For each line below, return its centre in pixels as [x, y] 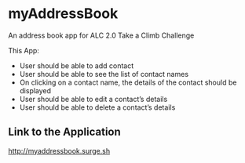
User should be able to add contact [77, 65]
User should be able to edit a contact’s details [93, 99]
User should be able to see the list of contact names [104, 74]
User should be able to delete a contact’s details [97, 107]
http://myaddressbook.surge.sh [59, 150]
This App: [24, 50]
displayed [35, 90]
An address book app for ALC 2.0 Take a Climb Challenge [101, 35]
